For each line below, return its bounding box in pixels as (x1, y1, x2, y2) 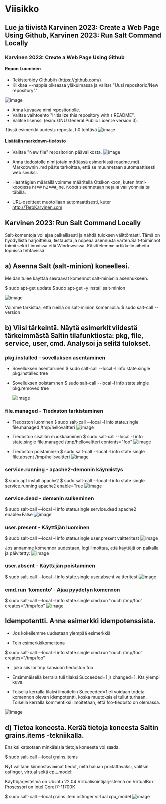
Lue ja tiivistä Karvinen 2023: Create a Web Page (5, 23, 160, 32)
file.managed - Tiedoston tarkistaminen (5, 408, 103, 415)
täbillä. (12, 189, 26, 195)
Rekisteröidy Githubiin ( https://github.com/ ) (12, 77, 101, 83)
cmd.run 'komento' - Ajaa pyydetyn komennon (5, 586, 120, 593)
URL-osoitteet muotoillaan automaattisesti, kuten (12, 199, 112, 205)
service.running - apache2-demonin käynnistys (5, 466, 124, 473)
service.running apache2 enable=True (5, 483, 83, 489)
